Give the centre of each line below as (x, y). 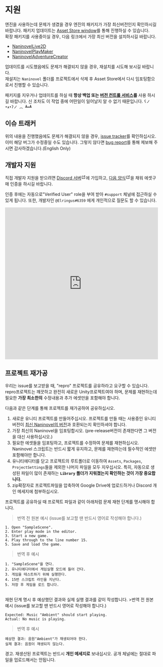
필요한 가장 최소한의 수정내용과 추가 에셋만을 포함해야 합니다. (63, 398)
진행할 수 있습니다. (32, 85)
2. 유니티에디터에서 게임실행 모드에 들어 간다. (45, 569)
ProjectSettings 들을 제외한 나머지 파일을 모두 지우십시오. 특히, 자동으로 (81, 467)
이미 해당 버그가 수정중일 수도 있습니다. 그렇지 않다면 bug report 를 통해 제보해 (79, 142)
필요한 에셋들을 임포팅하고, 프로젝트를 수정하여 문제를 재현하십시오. (75, 443)
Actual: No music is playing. (36, 619)
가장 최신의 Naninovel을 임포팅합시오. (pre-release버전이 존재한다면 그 (80, 431)
